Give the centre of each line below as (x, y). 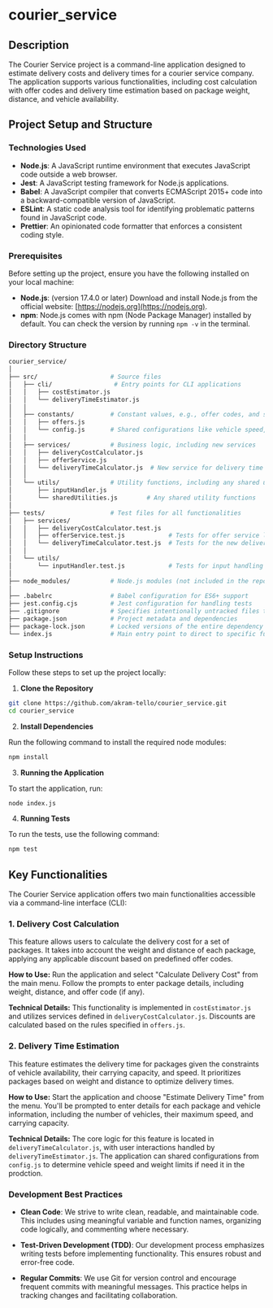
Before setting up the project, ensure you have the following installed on (129, 273)
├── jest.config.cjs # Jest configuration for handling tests (130, 604)
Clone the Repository (56, 688)
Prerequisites (35, 255)
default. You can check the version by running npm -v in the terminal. (135, 324)
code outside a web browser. (69, 174)
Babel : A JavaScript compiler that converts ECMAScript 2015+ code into (141, 191)
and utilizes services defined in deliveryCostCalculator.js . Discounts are (132, 1016)
